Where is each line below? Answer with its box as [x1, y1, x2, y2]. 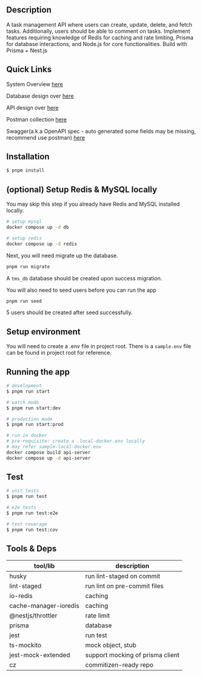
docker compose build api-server [6, 449, 91, 456]
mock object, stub [85, 641, 136, 649]
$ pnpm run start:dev [6, 405, 61, 411]
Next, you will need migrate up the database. [6, 252, 118, 259]
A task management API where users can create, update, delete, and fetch [6, 21, 193, 28]
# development [6, 383, 42, 389]
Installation [6, 152, 50, 162]
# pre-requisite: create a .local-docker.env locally [6, 438, 146, 445]
